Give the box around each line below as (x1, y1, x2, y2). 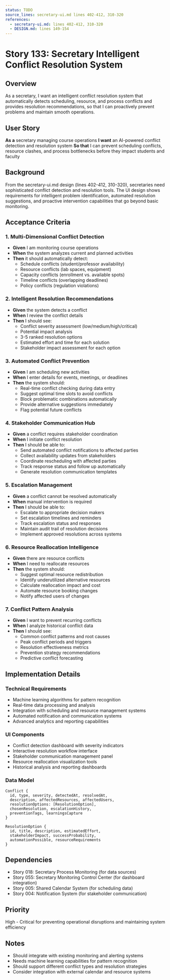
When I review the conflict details (12, 312, 83, 318)
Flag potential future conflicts (20, 407, 82, 413)
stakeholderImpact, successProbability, (10, 833, 96, 838)
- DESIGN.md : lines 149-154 (10, 26, 70, 32)
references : (5, 17, 30, 22)
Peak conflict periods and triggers (20, 639, 92, 645)
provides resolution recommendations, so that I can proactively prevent (5, 104, 155, 110)
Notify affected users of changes (20, 593, 90, 599)
